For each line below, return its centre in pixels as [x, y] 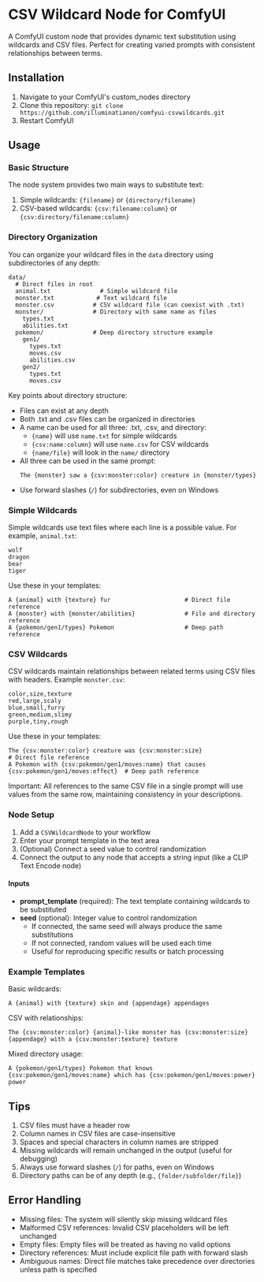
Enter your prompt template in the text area [89, 840]
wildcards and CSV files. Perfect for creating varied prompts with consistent [132, 44]
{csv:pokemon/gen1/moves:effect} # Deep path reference [104, 771]
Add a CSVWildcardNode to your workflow [85, 832]
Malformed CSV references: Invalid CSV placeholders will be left [124, 1228]
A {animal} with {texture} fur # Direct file [119, 600]
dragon [19, 557]
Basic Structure [39, 168]
